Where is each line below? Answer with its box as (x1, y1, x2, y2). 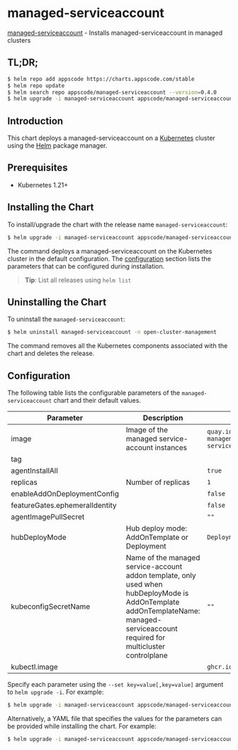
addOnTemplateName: (125, 606, 200, 616)
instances (154, 442, 188, 452)
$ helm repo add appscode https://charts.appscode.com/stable (7, 75, 195, 82)
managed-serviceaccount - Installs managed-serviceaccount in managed (7, 28, 223, 37)
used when (125, 580, 163, 589)
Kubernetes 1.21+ (17, 180, 69, 189)
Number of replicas (125, 477, 190, 487)
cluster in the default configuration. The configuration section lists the (7, 254, 211, 263)
